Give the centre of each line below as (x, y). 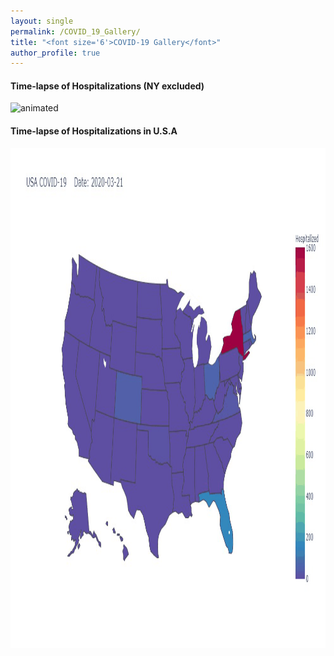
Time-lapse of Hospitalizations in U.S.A (94, 131)
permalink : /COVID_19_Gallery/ (75, 31)
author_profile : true (55, 53)
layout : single (42, 21)
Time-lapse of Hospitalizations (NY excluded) (107, 86)
